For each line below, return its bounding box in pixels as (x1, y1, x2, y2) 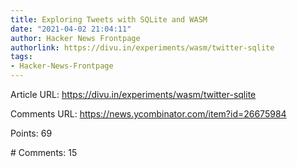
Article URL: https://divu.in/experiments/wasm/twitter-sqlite (10, 89, 257, 100)
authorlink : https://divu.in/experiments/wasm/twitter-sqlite (10, 42, 275, 53)
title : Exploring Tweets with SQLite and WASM (10, 14, 208, 25)
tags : (10, 52, 33, 62)
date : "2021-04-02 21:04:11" (10, 24, 132, 34)
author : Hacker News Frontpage (10, 33, 141, 43)
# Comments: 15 (10, 147, 78, 158)
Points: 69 (10, 127, 53, 139)
